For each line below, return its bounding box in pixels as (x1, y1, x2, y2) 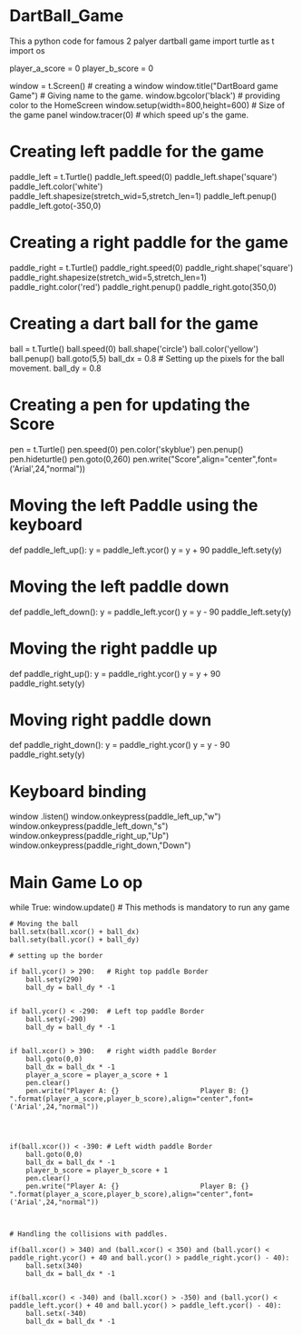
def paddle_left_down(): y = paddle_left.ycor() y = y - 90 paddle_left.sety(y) (9, 606, 292, 617)
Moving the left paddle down (9, 576, 229, 596)
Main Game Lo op (9, 872, 143, 892)
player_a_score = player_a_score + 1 (25, 1071, 169, 1080)
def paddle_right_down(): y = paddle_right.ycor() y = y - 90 (9, 740, 230, 751)
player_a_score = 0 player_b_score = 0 (9, 63, 154, 74)
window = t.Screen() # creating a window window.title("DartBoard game (9, 80, 278, 91)
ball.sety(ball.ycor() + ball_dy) (9, 935, 141, 945)
